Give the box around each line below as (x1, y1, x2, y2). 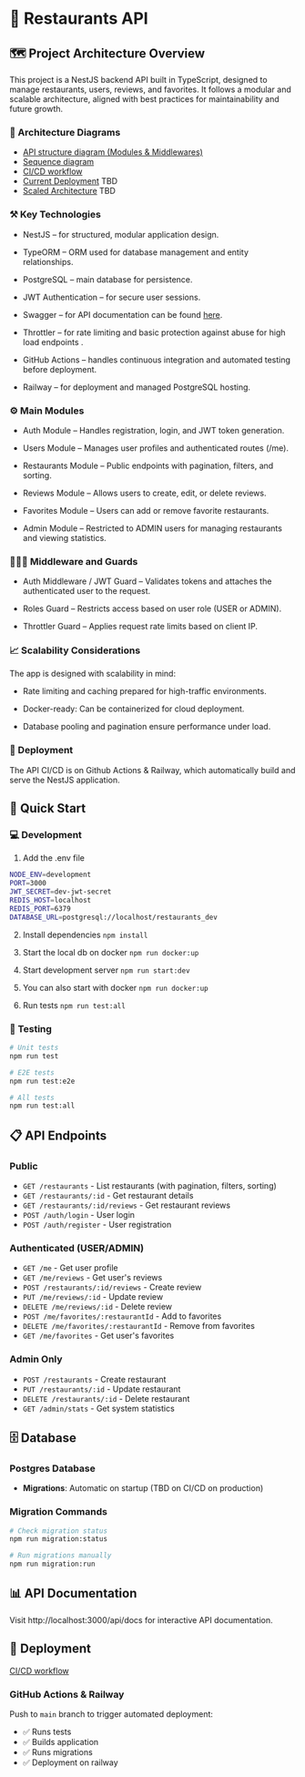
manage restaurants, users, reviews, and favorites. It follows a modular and (9, 84, 291, 95)
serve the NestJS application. (9, 774, 120, 785)
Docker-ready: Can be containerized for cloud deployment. (22, 703, 245, 714)
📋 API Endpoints (9, 1128, 107, 1143)
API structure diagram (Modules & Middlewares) (22, 147, 203, 158)
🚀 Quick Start (9, 801, 86, 816)
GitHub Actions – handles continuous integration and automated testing (22, 354, 291, 365)
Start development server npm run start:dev (22, 965, 190, 975)
